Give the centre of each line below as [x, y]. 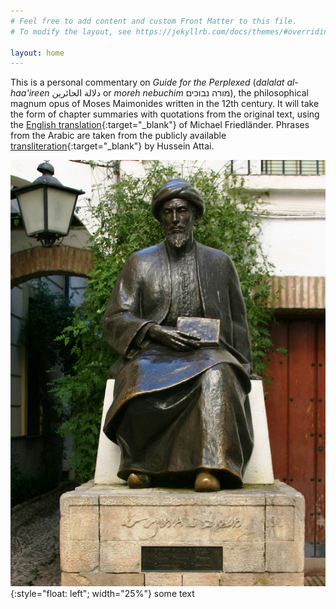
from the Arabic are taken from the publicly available [118, 136]
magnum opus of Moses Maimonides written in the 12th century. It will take [165, 104]
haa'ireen [30, 93]
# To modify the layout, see [71, 31]
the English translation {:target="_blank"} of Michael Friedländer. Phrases [160, 125]
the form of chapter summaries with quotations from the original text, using [165, 114]
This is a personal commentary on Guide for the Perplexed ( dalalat [147, 82]
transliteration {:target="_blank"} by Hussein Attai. [112, 146]
